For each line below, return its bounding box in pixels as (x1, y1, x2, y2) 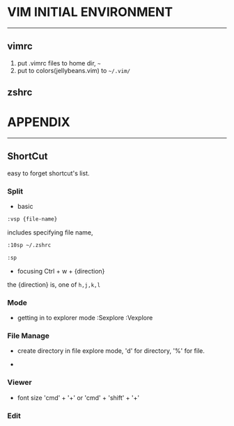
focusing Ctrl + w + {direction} (17, 267, 105, 275)
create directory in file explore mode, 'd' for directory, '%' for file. (17, 347, 205, 355)
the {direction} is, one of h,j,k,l (7, 280, 101, 289)
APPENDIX (7, 114, 71, 130)
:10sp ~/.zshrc (7, 242, 52, 249)
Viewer (7, 377, 33, 387)
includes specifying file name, (7, 228, 93, 237)
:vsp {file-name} (7, 216, 58, 223)
